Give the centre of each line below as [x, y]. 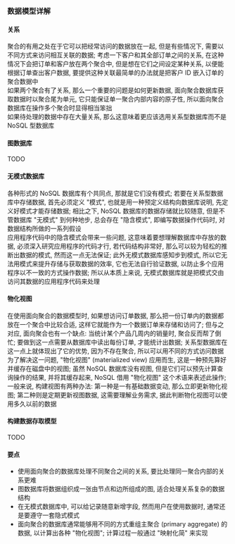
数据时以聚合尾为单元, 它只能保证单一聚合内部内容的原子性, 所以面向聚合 [118, 99]
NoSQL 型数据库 [31, 125]
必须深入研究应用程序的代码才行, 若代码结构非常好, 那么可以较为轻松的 [119, 246]
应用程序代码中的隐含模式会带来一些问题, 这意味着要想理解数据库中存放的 [114, 237]
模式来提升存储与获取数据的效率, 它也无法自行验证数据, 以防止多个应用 [121, 264]
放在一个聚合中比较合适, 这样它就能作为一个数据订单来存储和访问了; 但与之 [116, 324]
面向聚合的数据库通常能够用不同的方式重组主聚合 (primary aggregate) [119, 524]
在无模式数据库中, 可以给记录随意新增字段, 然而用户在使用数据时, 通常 [118, 507]
